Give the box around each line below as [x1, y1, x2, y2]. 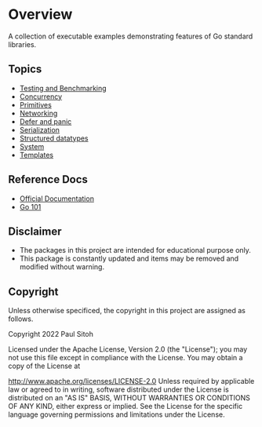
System [19, 141, 45, 151]
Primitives [19, 100, 53, 109]
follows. [8, 314, 34, 323]
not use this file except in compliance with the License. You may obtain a [8, 353, 243, 363]
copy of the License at [8, 361, 81, 370]
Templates [19, 150, 53, 159]
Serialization [19, 125, 60, 134]
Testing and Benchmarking [19, 83, 107, 93]
